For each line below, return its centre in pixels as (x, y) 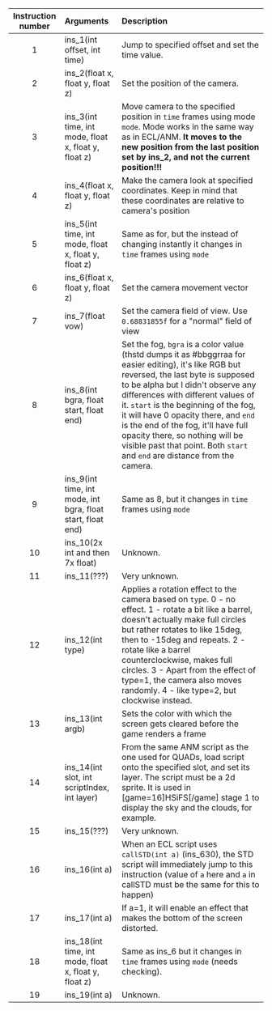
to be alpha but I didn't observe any (189, 385)
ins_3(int (81, 117)
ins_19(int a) (89, 995)
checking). (142, 972)
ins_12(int (83, 640)
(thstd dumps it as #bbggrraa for (183, 354)
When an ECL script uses (169, 844)
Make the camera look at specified (187, 180)
